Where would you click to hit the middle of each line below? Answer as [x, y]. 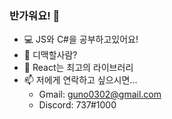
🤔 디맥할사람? [50, 55]
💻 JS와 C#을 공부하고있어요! [81, 39]
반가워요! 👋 [35, 15]
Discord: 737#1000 [77, 105]
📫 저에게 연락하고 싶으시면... [80, 80]
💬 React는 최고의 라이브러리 [78, 68]
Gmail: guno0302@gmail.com [100, 94]
